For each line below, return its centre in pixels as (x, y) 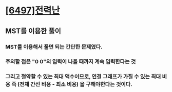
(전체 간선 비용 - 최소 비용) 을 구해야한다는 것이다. (75, 84)
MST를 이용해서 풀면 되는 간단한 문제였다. (54, 47)
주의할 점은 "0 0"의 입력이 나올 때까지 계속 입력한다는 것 (71, 62)
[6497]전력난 (33, 10)
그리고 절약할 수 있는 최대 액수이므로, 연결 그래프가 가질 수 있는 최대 (83, 77)
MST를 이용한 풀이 (33, 31)
